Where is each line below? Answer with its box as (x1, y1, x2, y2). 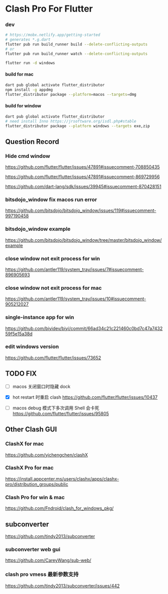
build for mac (5, 71, 34, 77)
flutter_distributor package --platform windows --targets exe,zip (5, 123, 150, 129)
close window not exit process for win (5, 255, 100, 262)
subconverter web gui (5, 546, 61, 553)
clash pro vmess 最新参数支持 (5, 571, 79, 578)
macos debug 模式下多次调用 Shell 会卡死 (12, 405, 99, 411)
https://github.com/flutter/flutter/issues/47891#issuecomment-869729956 (5, 174, 160, 180)
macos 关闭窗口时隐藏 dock (12, 383, 71, 389)
